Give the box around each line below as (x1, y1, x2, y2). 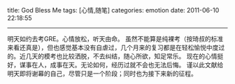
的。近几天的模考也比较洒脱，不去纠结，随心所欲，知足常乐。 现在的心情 (7, 52, 218, 60)
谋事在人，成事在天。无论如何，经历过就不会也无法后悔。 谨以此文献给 (19, 61, 224, 69)
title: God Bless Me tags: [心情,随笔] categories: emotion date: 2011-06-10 (7, 6, 220, 14)
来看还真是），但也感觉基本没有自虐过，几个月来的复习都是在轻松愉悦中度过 (7, 44, 225, 51)
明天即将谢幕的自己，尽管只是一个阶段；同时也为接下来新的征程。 (7, 69, 197, 78)
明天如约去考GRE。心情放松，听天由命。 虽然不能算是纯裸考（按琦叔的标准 (7, 35, 224, 43)
